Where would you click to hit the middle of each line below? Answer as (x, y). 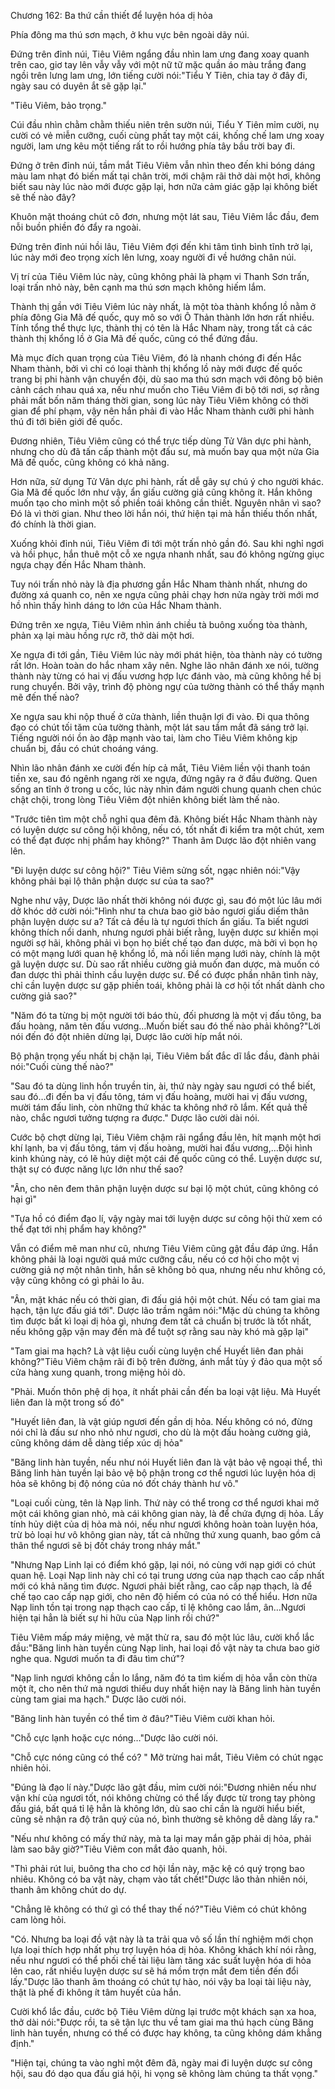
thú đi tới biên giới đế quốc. (66, 421)
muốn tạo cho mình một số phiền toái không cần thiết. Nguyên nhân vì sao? (166, 503)
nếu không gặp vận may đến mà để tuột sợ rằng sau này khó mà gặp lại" (160, 1331)
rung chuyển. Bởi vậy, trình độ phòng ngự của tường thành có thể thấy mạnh (167, 686)
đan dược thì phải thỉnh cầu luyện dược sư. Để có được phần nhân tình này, (164, 974)
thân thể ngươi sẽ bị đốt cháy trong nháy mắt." (106, 1545)
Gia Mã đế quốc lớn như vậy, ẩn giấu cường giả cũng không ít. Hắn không (161, 492)
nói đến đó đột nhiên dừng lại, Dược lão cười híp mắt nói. (126, 1036)
